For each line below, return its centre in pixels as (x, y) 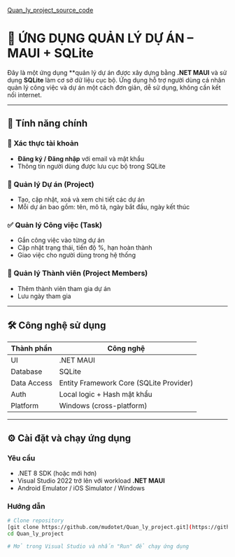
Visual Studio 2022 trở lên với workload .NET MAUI (91, 481)
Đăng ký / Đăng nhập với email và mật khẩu (81, 158)
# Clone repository (36, 521)
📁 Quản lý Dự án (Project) (51, 184)
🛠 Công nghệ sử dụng (57, 325)
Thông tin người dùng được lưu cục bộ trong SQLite (91, 166)
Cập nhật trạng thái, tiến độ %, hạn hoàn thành (85, 248)
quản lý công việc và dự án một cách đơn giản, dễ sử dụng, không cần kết (114, 87)
